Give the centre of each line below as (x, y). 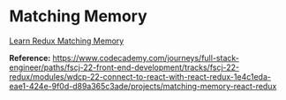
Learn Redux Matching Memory (67, 41)
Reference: (30, 58)
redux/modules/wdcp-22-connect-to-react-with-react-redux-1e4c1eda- (140, 76)
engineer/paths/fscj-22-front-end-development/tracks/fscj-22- (124, 67)
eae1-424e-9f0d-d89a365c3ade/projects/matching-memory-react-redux (143, 86)
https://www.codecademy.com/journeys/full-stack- (146, 58)
